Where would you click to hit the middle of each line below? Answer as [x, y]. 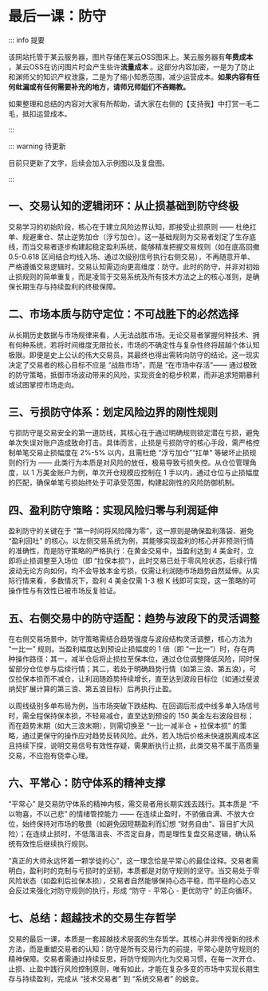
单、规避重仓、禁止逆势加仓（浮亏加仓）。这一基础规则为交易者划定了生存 [129, 237]
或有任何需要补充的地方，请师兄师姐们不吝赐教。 [109, 87]
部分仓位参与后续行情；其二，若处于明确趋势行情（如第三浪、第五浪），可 [136, 669]
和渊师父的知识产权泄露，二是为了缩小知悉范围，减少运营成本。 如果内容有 [130, 77]
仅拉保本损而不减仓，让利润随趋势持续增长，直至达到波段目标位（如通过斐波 [134, 679]
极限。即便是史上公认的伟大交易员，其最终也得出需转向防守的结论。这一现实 [134, 355]
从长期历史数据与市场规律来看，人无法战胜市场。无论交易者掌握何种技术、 [130, 335]
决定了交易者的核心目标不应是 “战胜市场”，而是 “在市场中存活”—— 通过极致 [133, 364]
